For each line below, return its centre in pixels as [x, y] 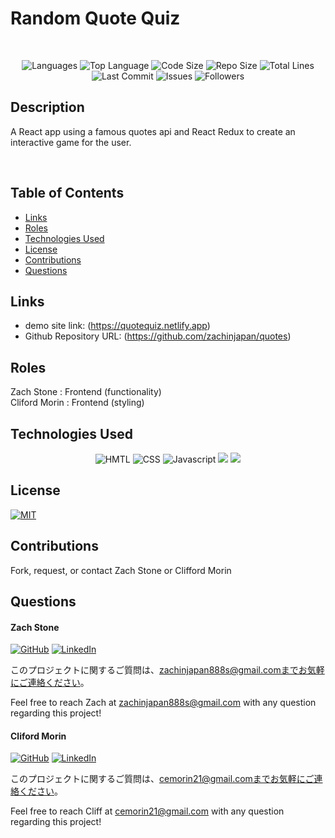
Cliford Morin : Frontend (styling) [77, 403]
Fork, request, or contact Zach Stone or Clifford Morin [121, 570]
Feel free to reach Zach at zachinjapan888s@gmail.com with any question [163, 703]
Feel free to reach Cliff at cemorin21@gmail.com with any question [147, 811]
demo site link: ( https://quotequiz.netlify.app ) [117, 326]
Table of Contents [67, 193]
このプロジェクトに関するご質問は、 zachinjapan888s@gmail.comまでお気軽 [167, 670]
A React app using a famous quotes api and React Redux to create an [153, 131]
